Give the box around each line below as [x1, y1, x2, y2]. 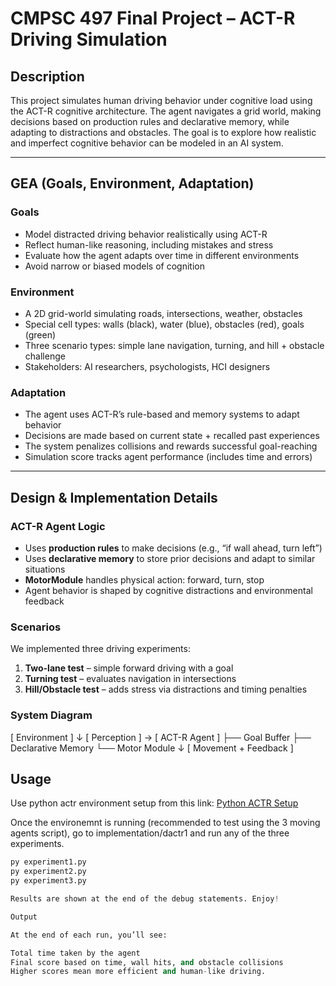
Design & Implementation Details [10, 489, 218, 506]
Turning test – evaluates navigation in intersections [24, 673, 237, 685]
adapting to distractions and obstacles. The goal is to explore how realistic [10, 127, 317, 138]
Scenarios [10, 620, 62, 634]
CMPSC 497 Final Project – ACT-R [10, 7, 296, 30]
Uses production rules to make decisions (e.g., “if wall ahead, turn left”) [24, 542, 323, 554]
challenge [24, 350, 66, 362]
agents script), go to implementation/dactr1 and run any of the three [10, 827, 290, 839]
